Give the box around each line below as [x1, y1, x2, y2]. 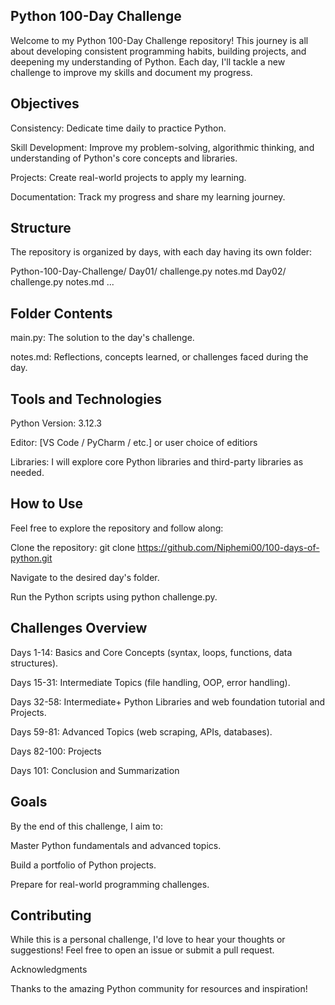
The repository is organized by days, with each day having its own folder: [10, 246, 313, 258]
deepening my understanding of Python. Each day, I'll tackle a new [10, 55, 286, 68]
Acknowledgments [10, 964, 88, 976]
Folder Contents [10, 305, 113, 322]
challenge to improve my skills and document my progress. [10, 66, 253, 78]
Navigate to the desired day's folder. [10, 571, 160, 583]
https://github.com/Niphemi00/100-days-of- [137, 541, 320, 553]
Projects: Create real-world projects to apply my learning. [10, 171, 247, 183]
